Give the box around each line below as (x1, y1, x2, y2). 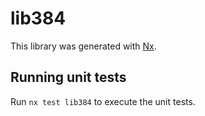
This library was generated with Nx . (10, 40, 157, 52)
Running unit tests (10, 69, 127, 86)
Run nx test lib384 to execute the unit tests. (10, 95, 196, 107)
